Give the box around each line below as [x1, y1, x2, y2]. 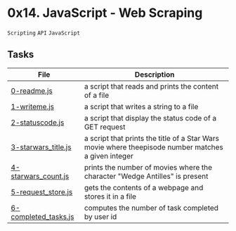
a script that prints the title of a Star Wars [84, 133, 220, 143]
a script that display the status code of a [84, 113, 216, 123]
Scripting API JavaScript [7, 30, 81, 37]
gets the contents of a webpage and [84, 182, 204, 192]
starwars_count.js [11, 171, 70, 181]
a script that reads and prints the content [84, 81, 219, 91]
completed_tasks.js [11, 211, 74, 221]
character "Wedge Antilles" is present [84, 171, 209, 181]
